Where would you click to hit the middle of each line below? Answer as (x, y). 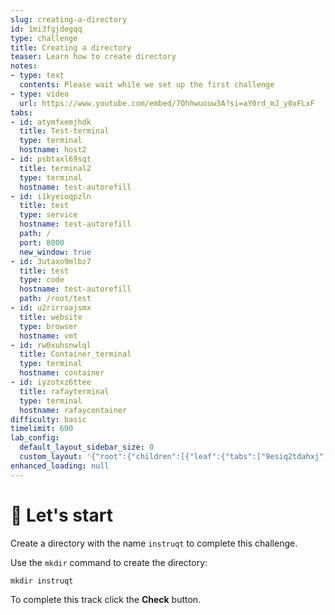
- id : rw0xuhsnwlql (51, 345)
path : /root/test (55, 299)
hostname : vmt (48, 336)
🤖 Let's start (61, 515)
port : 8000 (42, 242)
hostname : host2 (53, 150)
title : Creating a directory (71, 47)
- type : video (40, 94)
